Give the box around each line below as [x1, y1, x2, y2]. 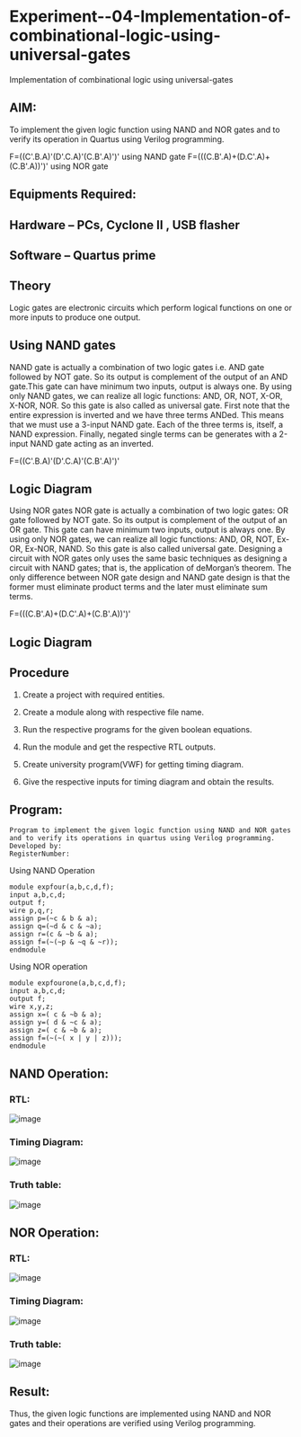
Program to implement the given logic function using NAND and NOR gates [9, 826, 292, 835]
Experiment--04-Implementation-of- [9, 6, 292, 27]
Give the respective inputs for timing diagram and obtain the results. [22, 776, 275, 787]
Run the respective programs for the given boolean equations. [22, 723, 252, 734]
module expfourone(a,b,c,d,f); [9, 979, 127, 988]
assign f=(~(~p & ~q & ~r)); [9, 937, 119, 947]
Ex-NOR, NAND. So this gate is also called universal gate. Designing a [24, 544, 283, 554]
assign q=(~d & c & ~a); [9, 922, 102, 931]
